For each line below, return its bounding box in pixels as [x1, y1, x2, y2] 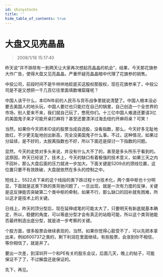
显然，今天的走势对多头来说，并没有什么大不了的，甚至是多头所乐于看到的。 [5, 148, 158, 154]
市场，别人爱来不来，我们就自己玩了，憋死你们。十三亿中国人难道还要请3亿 [5, 110, 157, 115]
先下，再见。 [5, 267, 31, 273]
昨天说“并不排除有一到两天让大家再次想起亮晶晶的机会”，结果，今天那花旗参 [5, 65, 158, 71]
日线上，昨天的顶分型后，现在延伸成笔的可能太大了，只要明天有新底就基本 [5, 206, 154, 212]
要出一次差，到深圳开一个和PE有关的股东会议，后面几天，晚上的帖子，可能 [5, 250, 155, 256]
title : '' [5, 12, 25, 16]
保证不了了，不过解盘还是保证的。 [5, 257, 73, 262]
